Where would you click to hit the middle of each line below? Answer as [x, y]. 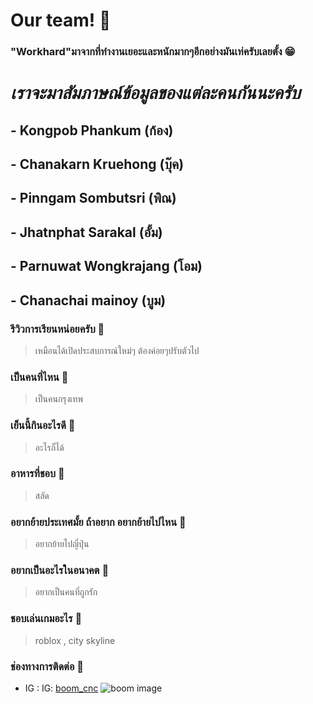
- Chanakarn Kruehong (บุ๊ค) [97, 164]
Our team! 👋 [61, 20]
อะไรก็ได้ [49, 447]
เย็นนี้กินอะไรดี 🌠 [43, 426]
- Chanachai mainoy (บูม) [88, 300]
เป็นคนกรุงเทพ [58, 399]
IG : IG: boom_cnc [61, 688]
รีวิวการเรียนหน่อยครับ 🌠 [57, 329]
